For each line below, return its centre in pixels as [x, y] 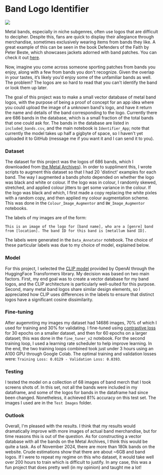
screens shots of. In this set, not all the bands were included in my [71, 387]
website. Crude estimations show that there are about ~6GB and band [75, 452]
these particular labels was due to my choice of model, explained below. [77, 245]
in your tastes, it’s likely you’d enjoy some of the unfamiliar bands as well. [78, 77]
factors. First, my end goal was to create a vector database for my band [77, 279]
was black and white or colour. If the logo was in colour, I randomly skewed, [81, 182]
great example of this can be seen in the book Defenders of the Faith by [77, 47]
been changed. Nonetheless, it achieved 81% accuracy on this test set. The [81, 398]
